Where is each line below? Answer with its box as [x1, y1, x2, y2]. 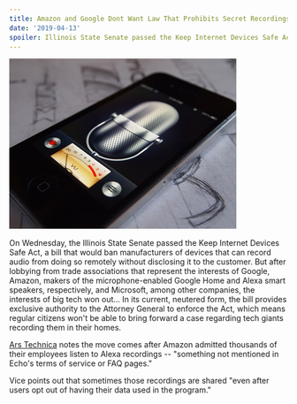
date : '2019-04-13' [9, 23, 81, 33]
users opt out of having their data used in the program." [9, 385, 212, 395]
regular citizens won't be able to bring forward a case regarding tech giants [9, 313, 285, 324]
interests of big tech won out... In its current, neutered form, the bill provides [9, 294, 287, 305]
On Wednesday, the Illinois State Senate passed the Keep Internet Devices [9, 238, 280, 248]
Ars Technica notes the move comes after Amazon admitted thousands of [9, 339, 278, 350]
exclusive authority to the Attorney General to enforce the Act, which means [9, 303, 286, 314]
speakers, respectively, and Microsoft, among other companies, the [9, 285, 255, 295]
